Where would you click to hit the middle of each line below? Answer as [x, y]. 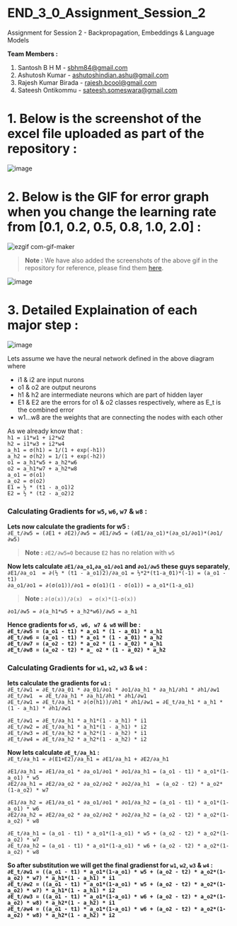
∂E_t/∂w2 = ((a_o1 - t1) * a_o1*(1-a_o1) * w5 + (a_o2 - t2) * [103, 885]
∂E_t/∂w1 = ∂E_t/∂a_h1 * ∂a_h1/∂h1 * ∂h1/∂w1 [77, 696]
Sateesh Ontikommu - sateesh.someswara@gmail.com [98, 90]
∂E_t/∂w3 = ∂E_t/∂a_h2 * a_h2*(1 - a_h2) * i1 [77, 734]
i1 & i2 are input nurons [51, 379]
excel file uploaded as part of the [106, 134]
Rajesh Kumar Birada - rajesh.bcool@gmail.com [87, 82]
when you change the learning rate [112, 212]
